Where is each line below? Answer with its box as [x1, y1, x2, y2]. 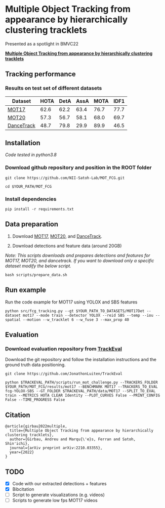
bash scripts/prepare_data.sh [5, 272, 68, 277]
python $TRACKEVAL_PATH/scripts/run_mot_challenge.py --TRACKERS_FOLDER [5, 380, 158, 385]
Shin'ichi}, [5, 441, 30, 446]
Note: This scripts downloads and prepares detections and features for [5, 252, 151, 258]
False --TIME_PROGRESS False [5, 397, 65, 402]
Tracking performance [5, 70, 76, 79]
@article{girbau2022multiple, [5, 424, 68, 429]
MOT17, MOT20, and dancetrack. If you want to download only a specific [5, 257, 155, 263]
